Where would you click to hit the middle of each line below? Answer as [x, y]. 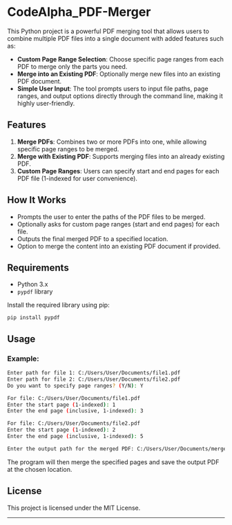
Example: [23, 359]
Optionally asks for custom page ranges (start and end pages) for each [118, 224]
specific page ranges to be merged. [68, 149]
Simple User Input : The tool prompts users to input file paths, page [113, 88]
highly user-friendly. [46, 103]
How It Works [37, 200]
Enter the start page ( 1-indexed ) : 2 [61, 430]
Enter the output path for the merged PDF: [71, 449]
